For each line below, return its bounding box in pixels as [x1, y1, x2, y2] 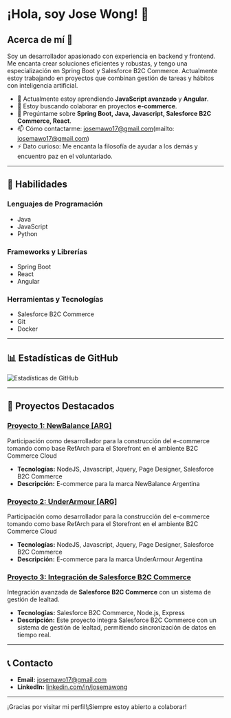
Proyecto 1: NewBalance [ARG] [7, 421, 112, 431]
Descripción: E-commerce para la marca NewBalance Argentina [16, 479, 201, 487]
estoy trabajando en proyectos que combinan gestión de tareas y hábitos [7, 74, 214, 82]
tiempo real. [16, 631, 52, 639]
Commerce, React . [16, 117, 72, 125]
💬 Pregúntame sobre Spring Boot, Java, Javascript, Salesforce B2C [16, 110, 212, 117]
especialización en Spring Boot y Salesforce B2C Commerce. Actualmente [7, 67, 218, 75]
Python [16, 229, 38, 237]
